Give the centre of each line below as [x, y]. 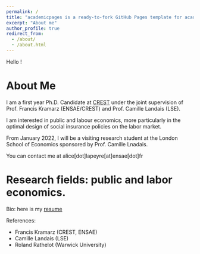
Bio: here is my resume [34, 209]
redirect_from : [25, 34]
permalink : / [22, 12]
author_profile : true [33, 28]
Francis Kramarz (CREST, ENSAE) [56, 232]
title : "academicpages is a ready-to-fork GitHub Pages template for [94, 17]
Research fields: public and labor [89, 180]
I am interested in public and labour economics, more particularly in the [93, 120]
